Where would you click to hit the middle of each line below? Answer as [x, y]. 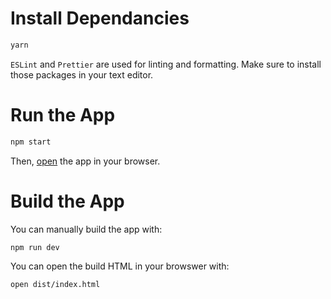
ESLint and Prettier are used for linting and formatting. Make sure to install [166, 64]
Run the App [63, 115]
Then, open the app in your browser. [85, 161]
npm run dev [35, 247]
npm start [31, 142]
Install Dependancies [100, 18]
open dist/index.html [55, 285]
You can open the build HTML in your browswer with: [120, 266]
